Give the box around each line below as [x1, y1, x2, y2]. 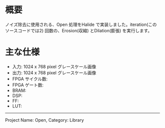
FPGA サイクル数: [12, 76, 48, 82]
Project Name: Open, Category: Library [5, 117, 84, 123]
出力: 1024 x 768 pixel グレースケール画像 [12, 69, 97, 76]
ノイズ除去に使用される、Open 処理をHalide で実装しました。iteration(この [5, 21, 157, 27]
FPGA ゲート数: [12, 82, 44, 88]
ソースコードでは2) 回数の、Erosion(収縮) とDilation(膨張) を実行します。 [5, 27, 152, 33]
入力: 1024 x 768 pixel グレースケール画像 [12, 64, 97, 69]
